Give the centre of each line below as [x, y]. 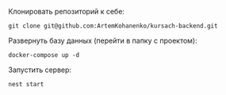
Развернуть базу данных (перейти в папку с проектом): [103, 40]
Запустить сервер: [40, 70]
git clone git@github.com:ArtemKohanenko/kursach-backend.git [113, 26]
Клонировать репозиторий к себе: [67, 11]
